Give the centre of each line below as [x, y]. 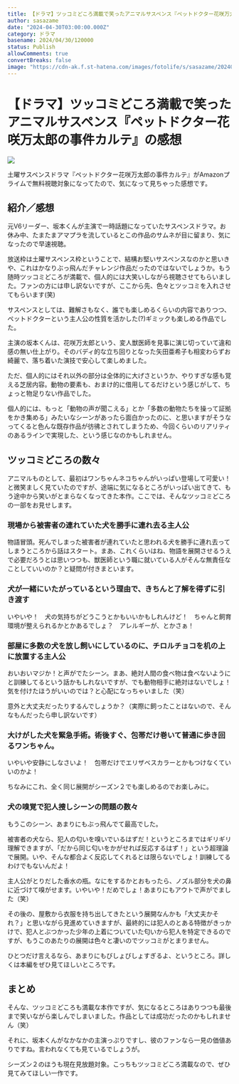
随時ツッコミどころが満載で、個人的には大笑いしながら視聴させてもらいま [116, 277]
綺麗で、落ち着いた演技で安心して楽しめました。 [79, 361]
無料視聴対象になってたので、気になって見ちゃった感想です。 [122, 183]
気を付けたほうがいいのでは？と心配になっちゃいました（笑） [98, 691]
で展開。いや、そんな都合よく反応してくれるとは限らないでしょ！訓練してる [119, 857]
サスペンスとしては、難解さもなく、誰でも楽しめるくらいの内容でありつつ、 [119, 310]
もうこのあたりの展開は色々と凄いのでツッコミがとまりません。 [119, 940]
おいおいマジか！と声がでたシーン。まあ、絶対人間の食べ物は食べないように [119, 673]
